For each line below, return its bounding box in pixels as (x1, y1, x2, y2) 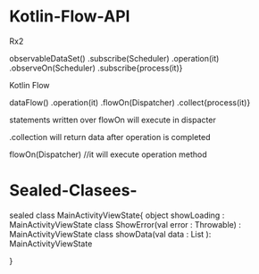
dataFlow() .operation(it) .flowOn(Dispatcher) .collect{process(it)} (9, 96, 251, 108)
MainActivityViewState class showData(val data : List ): (9, 228, 212, 239)
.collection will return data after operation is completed (9, 131, 212, 142)
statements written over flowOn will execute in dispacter (9, 114, 216, 125)
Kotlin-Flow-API (9, 6, 130, 27)
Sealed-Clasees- (9, 180, 138, 201)
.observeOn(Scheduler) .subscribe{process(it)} (9, 62, 183, 73)
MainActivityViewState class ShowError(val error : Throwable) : (9, 219, 241, 229)
